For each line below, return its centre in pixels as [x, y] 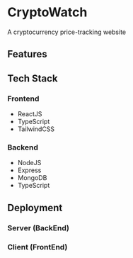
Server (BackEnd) [38, 228]
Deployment [35, 207]
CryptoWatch [47, 12]
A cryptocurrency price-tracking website [67, 32]
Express [29, 170]
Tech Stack [33, 78]
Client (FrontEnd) [37, 247]
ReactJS [30, 114]
